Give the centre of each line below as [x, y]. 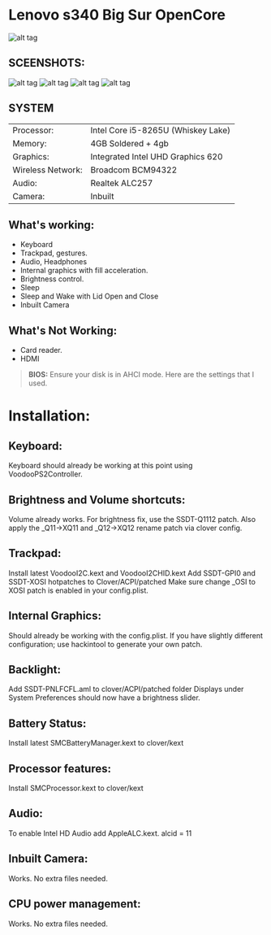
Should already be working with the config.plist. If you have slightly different [136, 635]
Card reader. [41, 350]
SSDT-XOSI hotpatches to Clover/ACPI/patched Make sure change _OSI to [132, 581]
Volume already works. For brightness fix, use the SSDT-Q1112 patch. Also [132, 519]
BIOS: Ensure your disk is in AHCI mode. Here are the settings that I [141, 375]
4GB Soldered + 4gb [129, 143]
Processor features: [60, 769]
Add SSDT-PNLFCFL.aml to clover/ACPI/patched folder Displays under [126, 689]
